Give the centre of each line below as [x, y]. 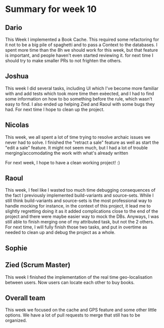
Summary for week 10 [51, 9]
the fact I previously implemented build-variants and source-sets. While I [80, 196]
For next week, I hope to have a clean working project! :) [63, 162]
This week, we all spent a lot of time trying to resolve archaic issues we [78, 137]
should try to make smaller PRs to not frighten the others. [64, 60]
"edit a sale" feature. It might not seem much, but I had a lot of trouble [76, 147]
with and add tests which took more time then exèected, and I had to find [80, 94]
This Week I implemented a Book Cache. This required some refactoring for [82, 39]
